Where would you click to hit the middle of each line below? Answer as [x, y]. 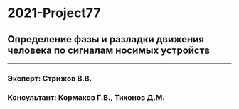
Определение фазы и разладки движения [106, 39]
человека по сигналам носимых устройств [109, 50]
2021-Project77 [54, 13]
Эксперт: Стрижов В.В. [50, 78]
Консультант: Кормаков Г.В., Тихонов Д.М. [86, 97]
